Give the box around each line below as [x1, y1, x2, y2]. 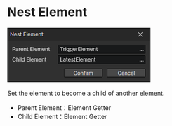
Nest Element [7, 4, 88, 20]
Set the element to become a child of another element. [7, 89, 165, 97]
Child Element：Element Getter [17, 112, 107, 120]
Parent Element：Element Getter [17, 103, 112, 112]
